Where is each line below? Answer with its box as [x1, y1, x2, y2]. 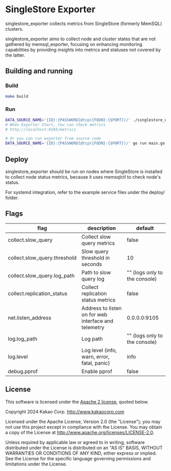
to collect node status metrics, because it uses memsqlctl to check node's [5, 173, 161, 180]
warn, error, [81, 353, 110, 360]
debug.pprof [8, 367, 38, 375]
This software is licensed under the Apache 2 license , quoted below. [5, 399, 149, 405]
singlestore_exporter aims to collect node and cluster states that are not [5, 36, 156, 42]
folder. [5, 194, 19, 201]
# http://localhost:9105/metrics [5, 127, 76, 132]
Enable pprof [81, 367, 112, 375]
